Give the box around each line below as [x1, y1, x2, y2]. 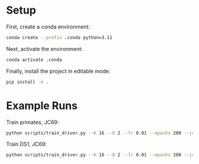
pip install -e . [6, 79, 49, 85]
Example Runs [6, 99, 78, 112]
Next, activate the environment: [6, 45, 83, 52]
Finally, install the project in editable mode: [6, 67, 111, 75]
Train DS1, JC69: [6, 140, 47, 148]
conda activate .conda [6, 57, 62, 63]
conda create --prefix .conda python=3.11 [6, 34, 113, 40]
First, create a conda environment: [6, 23, 90, 30]
